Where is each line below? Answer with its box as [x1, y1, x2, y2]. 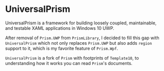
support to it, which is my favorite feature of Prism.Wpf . [5, 45, 118, 51]
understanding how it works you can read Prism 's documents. [5, 60, 132, 66]
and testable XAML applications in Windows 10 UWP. [5, 25, 114, 31]
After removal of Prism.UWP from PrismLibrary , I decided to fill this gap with [5, 35, 159, 41]
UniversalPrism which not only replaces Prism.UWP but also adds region [5, 40, 152, 46]
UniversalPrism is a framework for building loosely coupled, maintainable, [5, 20, 156, 26]
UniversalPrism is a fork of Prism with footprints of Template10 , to [5, 55, 139, 61]
